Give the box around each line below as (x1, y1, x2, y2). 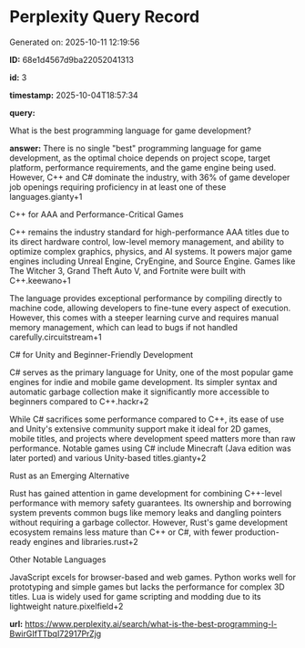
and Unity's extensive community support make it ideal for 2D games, (9, 423, 271, 434)
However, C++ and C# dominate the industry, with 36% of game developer (9, 172, 290, 183)
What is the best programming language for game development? (9, 125, 252, 136)
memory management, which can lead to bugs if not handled (9, 321, 239, 332)
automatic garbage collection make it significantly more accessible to (9, 386, 270, 397)
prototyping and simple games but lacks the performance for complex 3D (9, 581, 285, 592)
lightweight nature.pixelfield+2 (9, 601, 124, 611)
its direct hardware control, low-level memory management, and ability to (9, 235, 285, 247)
